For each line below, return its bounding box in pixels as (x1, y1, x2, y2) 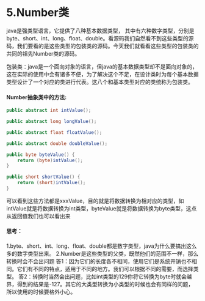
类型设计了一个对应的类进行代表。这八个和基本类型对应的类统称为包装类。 (6, 78, 193, 86)
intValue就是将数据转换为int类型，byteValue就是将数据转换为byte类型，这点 (6, 204, 197, 212)
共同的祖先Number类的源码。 (6, 50, 81, 57)
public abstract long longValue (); (6, 119, 97, 125)
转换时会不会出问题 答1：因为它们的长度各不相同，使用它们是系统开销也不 (6, 258, 192, 265)
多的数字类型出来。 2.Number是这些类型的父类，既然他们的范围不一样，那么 (6, 250, 199, 258)
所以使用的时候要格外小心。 (6, 288, 76, 295)
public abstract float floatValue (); (6, 129, 103, 135)
